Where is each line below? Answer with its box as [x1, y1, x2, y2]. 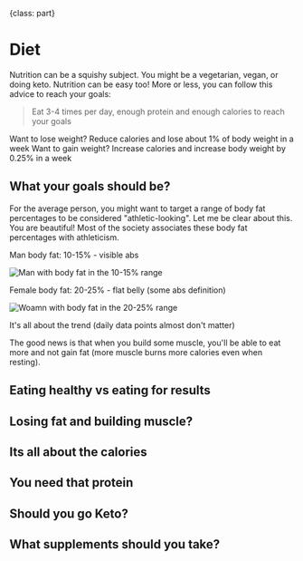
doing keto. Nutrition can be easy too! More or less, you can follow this [9, 79, 273, 90]
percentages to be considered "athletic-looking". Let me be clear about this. [9, 212, 293, 223]
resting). [9, 356, 41, 367]
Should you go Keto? [9, 506, 128, 521]
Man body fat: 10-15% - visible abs [9, 249, 139, 260]
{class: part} [9, 8, 56, 18]
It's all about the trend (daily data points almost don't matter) [9, 319, 235, 330]
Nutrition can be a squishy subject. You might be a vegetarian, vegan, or [9, 69, 279, 80]
